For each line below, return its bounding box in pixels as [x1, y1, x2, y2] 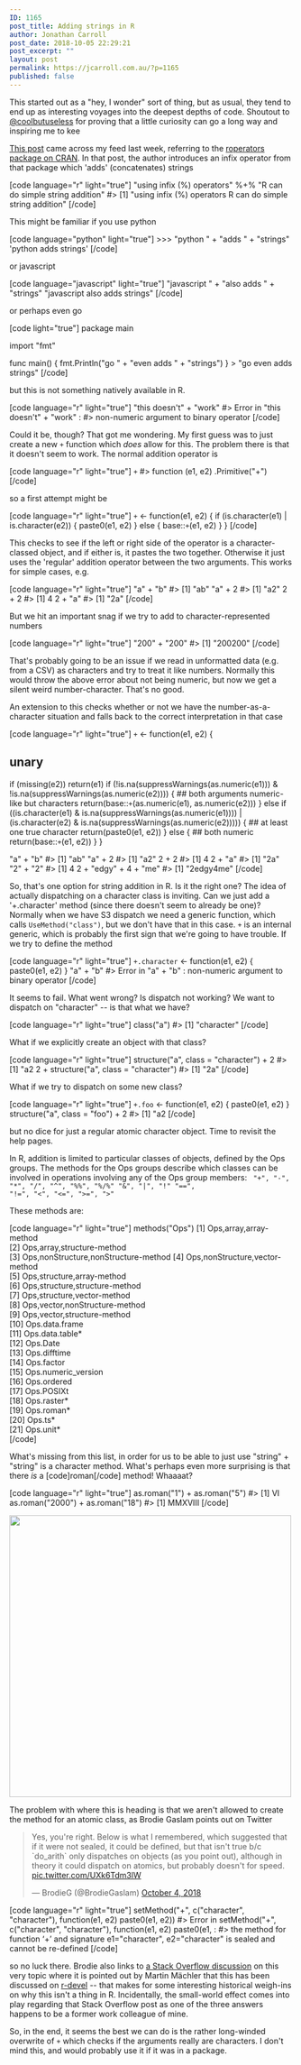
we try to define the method [9, 938, 113, 949]
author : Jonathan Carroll [9, 30, 106, 39]
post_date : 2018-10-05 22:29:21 [9, 38, 131, 48]
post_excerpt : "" [9, 47, 75, 56]
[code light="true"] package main [9, 322, 134, 334]
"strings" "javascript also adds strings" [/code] [9, 288, 183, 298]
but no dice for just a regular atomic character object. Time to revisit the [9, 1125, 277, 1136]
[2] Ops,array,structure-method [9, 1242, 127, 1253]
